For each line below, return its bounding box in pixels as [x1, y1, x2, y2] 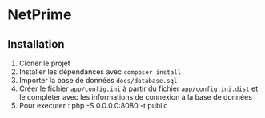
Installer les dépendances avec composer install [18, 67, 182, 77]
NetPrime [7, 6, 72, 24]
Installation [7, 37, 65, 51]
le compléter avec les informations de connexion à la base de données [18, 92, 253, 101]
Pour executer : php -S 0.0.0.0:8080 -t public [18, 101, 169, 110]
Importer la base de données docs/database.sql [18, 76, 178, 85]
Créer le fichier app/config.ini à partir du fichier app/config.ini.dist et [18, 84, 259, 93]
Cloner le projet [18, 58, 71, 68]
